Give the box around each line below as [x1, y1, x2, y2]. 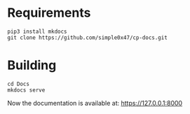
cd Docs [7, 80, 30, 87]
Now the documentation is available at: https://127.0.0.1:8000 [7, 99, 183, 107]
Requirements [7, 5, 91, 21]
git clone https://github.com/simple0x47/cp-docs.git [7, 34, 168, 41]
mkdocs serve [7, 86, 46, 94]
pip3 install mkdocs [7, 28, 68, 35]
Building [7, 57, 57, 73]
